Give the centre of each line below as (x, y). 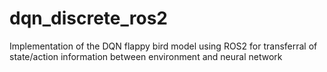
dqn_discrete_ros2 (88, 18)
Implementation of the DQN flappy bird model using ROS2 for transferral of (163, 46)
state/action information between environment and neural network (146, 56)
